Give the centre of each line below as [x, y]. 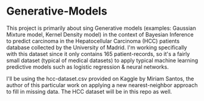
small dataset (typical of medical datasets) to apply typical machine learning [102, 60]
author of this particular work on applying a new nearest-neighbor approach [102, 85]
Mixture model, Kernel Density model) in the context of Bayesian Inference [100, 34]
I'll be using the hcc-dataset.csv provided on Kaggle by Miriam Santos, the [100, 78]
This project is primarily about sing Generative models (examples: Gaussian [101, 28]
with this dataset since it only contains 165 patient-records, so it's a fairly [98, 54]
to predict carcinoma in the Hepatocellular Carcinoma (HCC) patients [93, 41]
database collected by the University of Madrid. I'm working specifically [97, 47]
